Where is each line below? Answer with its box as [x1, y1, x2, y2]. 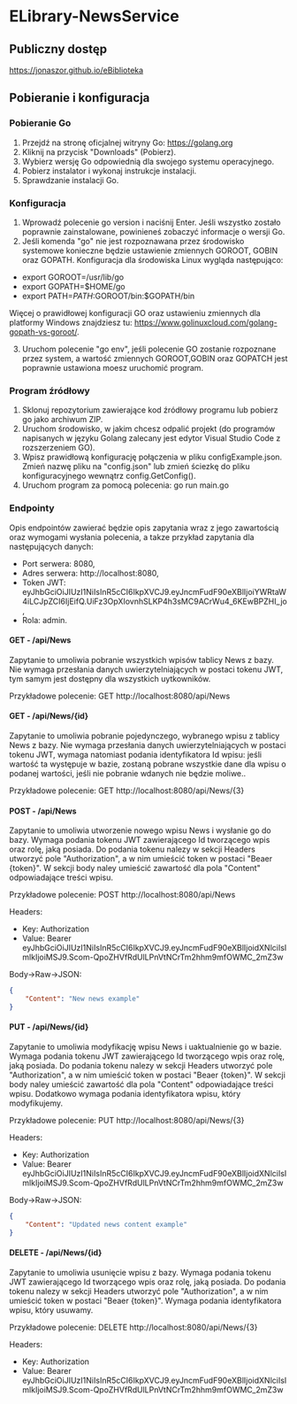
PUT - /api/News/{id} [9, 1022, 89, 1032]
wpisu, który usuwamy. [9, 1304, 94, 1315]
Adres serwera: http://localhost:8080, [21, 567, 159, 578]
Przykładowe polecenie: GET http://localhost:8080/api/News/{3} [9, 785, 245, 796]
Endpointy [9, 502, 55, 514]
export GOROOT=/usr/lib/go [21, 272, 125, 282]
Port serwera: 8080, [21, 558, 95, 568]
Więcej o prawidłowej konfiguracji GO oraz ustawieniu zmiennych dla [9, 307, 261, 318]
